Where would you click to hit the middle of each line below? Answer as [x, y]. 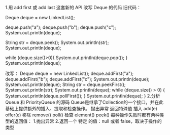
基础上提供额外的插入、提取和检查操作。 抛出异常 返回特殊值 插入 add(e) [81, 108]
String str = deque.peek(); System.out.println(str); [57, 42]
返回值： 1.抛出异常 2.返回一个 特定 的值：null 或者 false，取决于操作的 [88, 121]
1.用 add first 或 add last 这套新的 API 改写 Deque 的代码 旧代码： [73, 7]
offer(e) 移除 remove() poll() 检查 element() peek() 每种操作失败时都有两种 [82, 115]
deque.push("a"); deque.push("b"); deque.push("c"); [61, 27]
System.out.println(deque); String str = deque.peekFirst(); [65, 84]
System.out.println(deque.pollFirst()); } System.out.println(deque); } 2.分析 [83, 96]
